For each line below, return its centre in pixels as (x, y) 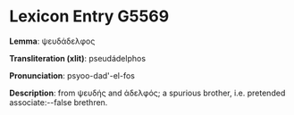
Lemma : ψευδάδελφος (52, 41)
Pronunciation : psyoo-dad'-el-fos (72, 75)
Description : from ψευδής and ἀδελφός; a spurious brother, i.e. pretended (147, 93)
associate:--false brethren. (59, 102)
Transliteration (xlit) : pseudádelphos (77, 58)
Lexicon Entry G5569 (89, 16)
